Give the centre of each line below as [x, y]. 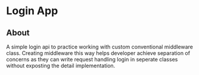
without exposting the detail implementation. [61, 66]
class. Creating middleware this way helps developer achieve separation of [98, 53]
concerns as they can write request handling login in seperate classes [92, 59]
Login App [32, 11]
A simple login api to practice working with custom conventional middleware [100, 47]
